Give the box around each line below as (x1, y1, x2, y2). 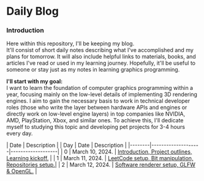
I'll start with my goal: (6, 78, 63, 85)
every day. (6, 130, 33, 137)
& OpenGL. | (6, 168, 37, 175)
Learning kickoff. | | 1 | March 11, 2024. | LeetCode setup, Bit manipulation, (6, 155, 194, 162)
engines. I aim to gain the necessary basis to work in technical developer (6, 97, 191, 105)
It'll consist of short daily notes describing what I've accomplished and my (6, 46, 194, 54)
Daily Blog (6, 4, 59, 18)
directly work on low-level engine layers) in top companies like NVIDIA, (6, 110, 186, 117)
